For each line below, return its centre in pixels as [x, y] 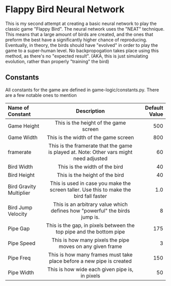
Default [154, 108]
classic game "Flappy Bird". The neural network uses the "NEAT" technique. [85, 29]
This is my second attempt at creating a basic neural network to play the [81, 23]
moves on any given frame [90, 246]
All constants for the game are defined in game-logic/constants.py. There [82, 90]
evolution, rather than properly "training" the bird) [57, 61]
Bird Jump [20, 207]
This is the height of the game [90, 122]
